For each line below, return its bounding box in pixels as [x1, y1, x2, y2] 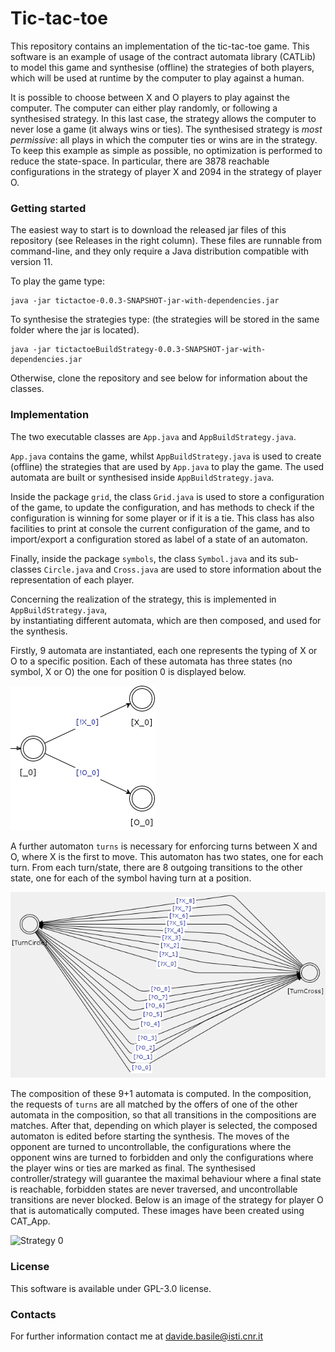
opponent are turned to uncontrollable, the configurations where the [10, 1141, 292, 1153]
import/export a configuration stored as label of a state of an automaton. [10, 533, 308, 545]
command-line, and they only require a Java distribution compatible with [10, 245, 310, 257]
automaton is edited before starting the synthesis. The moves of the [10, 1130, 290, 1142]
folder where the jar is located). [10, 324, 140, 336]
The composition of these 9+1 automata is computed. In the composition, [10, 1088, 312, 1100]
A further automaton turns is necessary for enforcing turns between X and [10, 840, 318, 852]
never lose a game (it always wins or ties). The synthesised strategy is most [10, 123, 323, 135]
